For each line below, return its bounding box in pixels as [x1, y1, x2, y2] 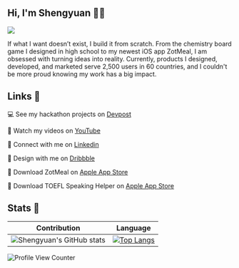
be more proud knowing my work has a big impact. [7, 69, 157, 78]
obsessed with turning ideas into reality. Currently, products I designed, [7, 54, 218, 63]
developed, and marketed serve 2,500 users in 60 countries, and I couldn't [7, 62, 228, 71]
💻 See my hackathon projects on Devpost [7, 110, 132, 118]
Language [116, 223, 151, 233]
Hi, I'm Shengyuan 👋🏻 [7, 7, 106, 19]
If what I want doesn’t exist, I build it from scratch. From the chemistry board [7, 39, 232, 48]
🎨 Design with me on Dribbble [7, 154, 95, 163]
